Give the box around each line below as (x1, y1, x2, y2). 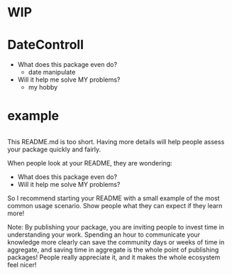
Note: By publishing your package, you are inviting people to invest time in (7, 223, 225, 232)
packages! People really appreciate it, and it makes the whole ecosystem (7, 253, 221, 261)
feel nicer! (7, 261, 37, 269)
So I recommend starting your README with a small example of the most (7, 194, 220, 203)
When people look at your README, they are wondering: (7, 159, 172, 168)
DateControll (7, 37, 84, 53)
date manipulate (28, 68, 76, 77)
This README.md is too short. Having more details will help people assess (7, 138, 225, 146)
